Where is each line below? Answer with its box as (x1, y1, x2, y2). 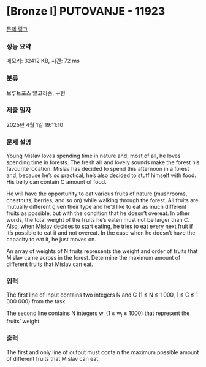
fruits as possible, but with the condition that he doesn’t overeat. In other (6, 210, 190, 217)
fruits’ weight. (6, 317, 41, 325)
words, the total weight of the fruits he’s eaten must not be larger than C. (6, 216, 190, 224)
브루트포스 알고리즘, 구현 (6, 89, 66, 96)
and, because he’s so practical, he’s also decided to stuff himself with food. (6, 172, 196, 179)
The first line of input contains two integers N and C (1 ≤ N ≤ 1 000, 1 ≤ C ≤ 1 (6, 291, 198, 298)
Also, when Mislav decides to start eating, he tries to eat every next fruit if (6, 222, 193, 230)
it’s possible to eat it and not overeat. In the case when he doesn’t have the (6, 229, 196, 236)
